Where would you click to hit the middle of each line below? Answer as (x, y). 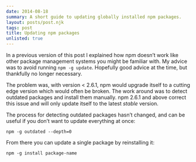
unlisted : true (25, 38)
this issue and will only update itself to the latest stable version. (82, 103)
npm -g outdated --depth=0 (39, 132)
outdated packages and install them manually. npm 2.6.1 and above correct (96, 97)
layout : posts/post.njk (35, 22)
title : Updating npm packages (43, 33)
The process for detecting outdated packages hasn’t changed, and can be (96, 115)
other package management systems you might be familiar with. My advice (97, 61)
